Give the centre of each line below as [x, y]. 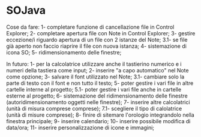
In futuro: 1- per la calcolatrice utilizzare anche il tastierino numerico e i [94, 64]
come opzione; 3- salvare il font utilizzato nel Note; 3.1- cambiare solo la [95, 77]
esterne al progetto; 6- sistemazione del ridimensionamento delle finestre [97, 96]
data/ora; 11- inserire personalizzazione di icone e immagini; [80, 127]
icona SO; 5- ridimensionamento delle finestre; [64, 52]
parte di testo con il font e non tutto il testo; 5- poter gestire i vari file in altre [100, 83]
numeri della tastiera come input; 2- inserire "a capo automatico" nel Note [97, 70]
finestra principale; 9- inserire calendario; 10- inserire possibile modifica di [98, 121]
